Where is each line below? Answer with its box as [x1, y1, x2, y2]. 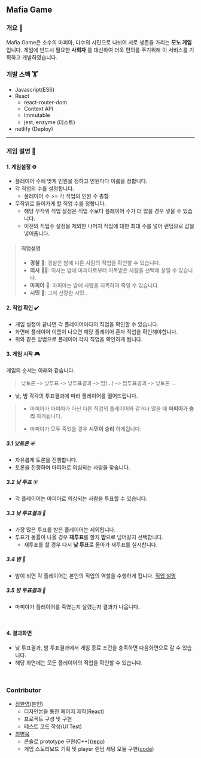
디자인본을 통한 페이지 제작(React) [23, 708, 105, 715]
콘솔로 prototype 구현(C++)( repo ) [23, 738, 105, 745]
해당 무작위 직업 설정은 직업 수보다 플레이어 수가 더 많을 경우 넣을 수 [23, 207, 182, 215]
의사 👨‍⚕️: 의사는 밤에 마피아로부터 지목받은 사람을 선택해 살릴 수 [29, 267, 178, 274]
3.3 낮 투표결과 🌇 [6, 510, 46, 517]
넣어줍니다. [23, 230, 50, 237]
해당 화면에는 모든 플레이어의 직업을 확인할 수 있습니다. [14, 659, 143, 666]
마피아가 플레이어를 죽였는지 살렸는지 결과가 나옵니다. [14, 603, 140, 610]
